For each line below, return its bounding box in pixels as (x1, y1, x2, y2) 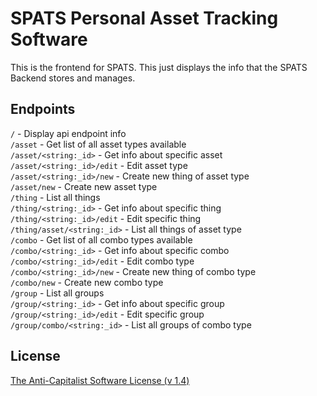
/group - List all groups (10, 287, 105, 299)
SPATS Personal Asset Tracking (10, 7, 279, 30)
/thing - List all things (10, 191, 101, 203)
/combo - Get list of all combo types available (10, 233, 193, 246)
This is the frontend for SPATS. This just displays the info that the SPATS (10, 61, 308, 73)
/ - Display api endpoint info (10, 127, 127, 139)
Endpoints (10, 101, 76, 118)
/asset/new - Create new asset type (10, 180, 158, 192)
